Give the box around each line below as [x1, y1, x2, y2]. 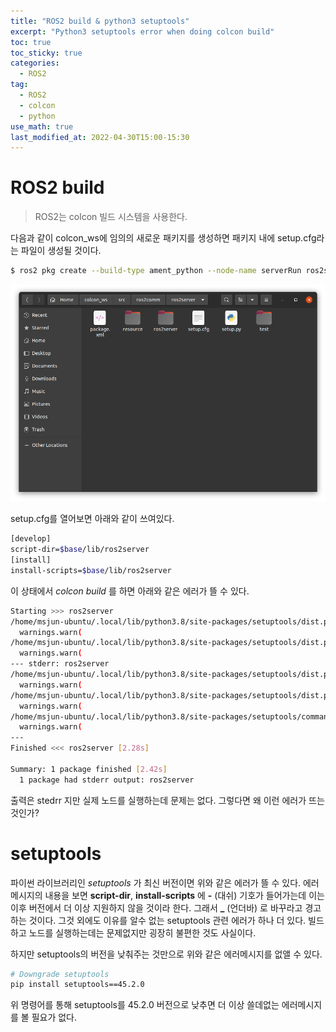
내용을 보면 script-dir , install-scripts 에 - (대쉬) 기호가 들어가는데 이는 [44, 889, 325, 901]
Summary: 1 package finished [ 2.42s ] [10, 764, 168, 774]
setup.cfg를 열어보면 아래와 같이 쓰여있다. [10, 513, 175, 525]
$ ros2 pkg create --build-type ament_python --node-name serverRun [10, 266, 302, 276]
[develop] [10, 534, 52, 544]
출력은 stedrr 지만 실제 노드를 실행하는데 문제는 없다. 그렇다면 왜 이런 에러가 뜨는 [10, 794, 325, 806]
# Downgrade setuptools [10, 969, 110, 979]
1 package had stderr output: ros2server [19, 775, 195, 785]
